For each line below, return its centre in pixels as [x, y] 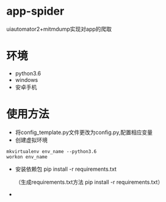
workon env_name [27, 157]
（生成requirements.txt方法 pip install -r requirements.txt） [89, 182]
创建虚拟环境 [31, 140]
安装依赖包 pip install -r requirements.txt [66, 169]
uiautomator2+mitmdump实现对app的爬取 [59, 29]
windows [27, 80]
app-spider [35, 11]
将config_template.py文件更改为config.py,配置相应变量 [84, 132]
